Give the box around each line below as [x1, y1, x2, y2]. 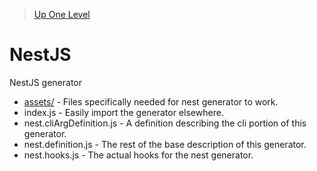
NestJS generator [9, 76, 83, 88]
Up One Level [33, 9, 91, 20]
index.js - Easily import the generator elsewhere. [23, 106, 224, 118]
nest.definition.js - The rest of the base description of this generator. [23, 138, 307, 150]
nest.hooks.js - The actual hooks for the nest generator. [23, 149, 254, 161]
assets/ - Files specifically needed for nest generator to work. [23, 95, 279, 108]
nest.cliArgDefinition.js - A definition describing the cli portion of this [23, 117, 307, 129]
